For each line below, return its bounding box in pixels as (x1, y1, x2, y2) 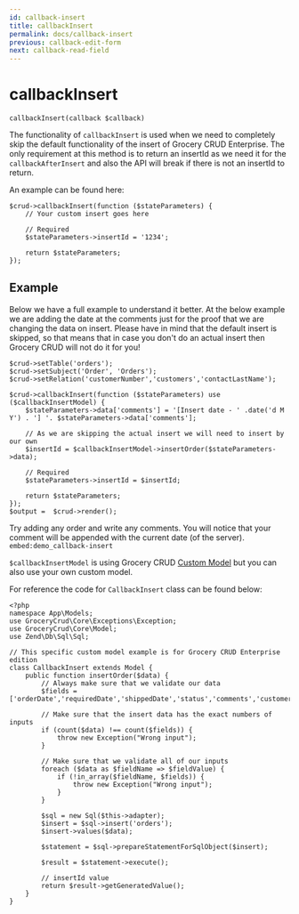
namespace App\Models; (9, 609, 93, 618)
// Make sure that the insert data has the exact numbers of (41, 709, 273, 719)
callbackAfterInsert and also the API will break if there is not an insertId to (9, 158, 285, 169)
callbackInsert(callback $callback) (9, 114, 145, 123)
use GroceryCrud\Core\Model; (9, 624, 117, 633)
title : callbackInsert (9, 21, 93, 30)
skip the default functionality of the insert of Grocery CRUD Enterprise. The (9, 139, 285, 150)
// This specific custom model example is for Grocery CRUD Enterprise (9, 647, 280, 657)
